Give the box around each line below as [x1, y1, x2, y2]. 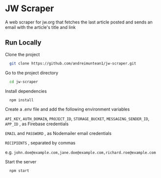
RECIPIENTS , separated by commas [5, 140, 76, 146]
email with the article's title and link [5, 24, 76, 30]
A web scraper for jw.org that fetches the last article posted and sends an [5, 19, 153, 25]
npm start [9, 168, 29, 174]
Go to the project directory [5, 69, 59, 76]
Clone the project [5, 51, 40, 57]
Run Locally [5, 39, 41, 47]
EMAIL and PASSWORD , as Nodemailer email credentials [5, 131, 112, 136]
